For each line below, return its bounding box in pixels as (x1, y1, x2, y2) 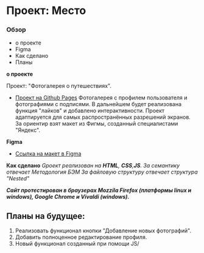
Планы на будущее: (6, 211, 85, 221)
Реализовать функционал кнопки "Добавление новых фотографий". (15, 227, 192, 235)
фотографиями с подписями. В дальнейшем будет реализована (15, 101, 181, 108)
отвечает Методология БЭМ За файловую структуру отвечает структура (6, 168, 198, 176)
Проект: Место (6, 4, 86, 18)
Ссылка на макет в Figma (15, 150, 82, 157)
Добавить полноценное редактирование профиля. (15, 233, 147, 241)
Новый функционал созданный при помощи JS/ (15, 240, 139, 248)
